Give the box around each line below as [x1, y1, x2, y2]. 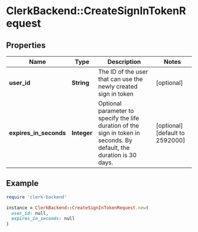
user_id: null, [11, 210, 49, 216]
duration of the [98, 122, 140, 129]
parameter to [98, 107, 134, 115]
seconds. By [98, 136, 133, 144]
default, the [98, 143, 130, 152]
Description [107, 58, 141, 66]
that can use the [98, 75, 143, 83]
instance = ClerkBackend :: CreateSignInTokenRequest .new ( [6, 205, 149, 211]
